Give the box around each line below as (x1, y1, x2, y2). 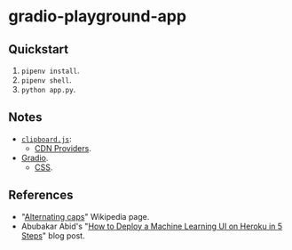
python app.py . (20, 85, 76, 94)
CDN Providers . (34, 142, 92, 153)
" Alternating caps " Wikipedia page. (20, 211, 150, 222)
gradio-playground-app (8, 6, 187, 27)
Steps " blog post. (20, 230, 85, 241)
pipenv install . (20, 65, 81, 76)
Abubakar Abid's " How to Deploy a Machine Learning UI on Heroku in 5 (20, 221, 283, 231)
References (8, 188, 74, 203)
